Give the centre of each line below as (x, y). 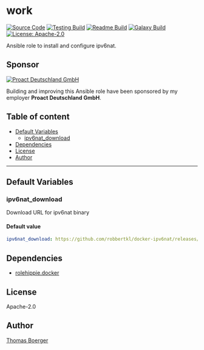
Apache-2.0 (21, 306)
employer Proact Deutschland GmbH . (54, 97)
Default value (24, 226)
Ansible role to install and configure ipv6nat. (61, 46)
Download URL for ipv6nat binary (48, 213)
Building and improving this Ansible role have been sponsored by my (92, 91)
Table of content (38, 117)
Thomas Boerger (27, 340)
